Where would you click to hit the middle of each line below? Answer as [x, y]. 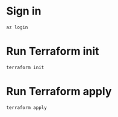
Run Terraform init [53, 51]
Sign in [24, 11]
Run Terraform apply [59, 92]
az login [17, 27]
